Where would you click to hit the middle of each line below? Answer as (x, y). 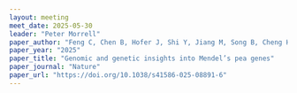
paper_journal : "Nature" (55, 67)
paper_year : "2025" (45, 50)
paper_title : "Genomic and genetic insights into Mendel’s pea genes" (142, 58)
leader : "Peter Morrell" (55, 34)
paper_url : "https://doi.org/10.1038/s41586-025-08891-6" (118, 75)
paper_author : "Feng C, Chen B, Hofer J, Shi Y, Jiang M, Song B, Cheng (146, 42)
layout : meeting (39, 17)
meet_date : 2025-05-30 (51, 26)
